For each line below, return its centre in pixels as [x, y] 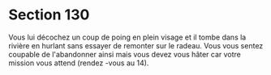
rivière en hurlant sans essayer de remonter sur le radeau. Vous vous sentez [136, 45]
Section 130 [49, 15]
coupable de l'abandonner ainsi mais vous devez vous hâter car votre [125, 54]
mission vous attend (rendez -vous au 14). [79, 63]
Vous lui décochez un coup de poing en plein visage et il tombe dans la [127, 37]
